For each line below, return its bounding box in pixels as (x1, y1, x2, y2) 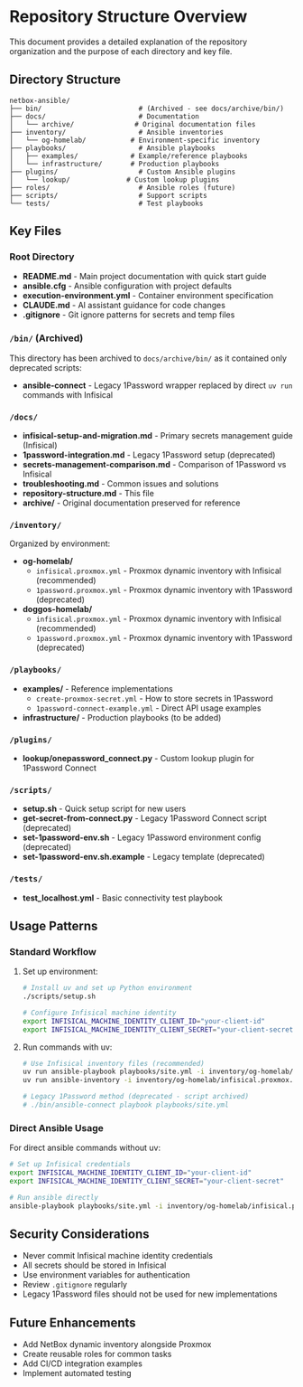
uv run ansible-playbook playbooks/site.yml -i (22, 1067, 205, 1077)
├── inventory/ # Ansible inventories (9, 127, 224, 137)
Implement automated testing (22, 1368, 133, 1379)
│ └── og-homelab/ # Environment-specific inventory (9, 136, 260, 145)
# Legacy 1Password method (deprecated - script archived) (22, 1092, 250, 1101)
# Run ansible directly (9, 1193, 99, 1202)
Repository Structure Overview (9, 6, 248, 27)
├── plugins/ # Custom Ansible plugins (9, 167, 236, 176)
